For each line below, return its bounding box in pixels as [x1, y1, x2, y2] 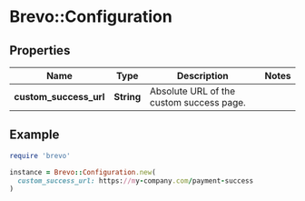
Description [176, 70, 229, 82]
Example [9, 127, 60, 143]
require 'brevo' [9, 151, 71, 160]
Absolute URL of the [149, 85, 236, 97]
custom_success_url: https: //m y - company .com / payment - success [17, 176, 254, 186]
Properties [9, 43, 71, 58]
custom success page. [149, 96, 247, 108]
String [113, 91, 142, 103]
